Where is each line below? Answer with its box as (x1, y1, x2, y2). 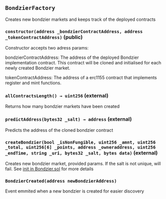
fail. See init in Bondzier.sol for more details (5, 166, 94, 172)
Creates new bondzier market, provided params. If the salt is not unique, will (5, 161, 161, 166)
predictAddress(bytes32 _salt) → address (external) (5, 116, 132, 123)
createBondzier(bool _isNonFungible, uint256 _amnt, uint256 (5, 139, 156, 145)
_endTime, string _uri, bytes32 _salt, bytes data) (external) (5, 149, 158, 156)
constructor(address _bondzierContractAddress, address (5, 29, 143, 34)
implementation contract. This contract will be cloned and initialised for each (5, 60, 162, 66)
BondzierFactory (5, 4, 55, 12)
